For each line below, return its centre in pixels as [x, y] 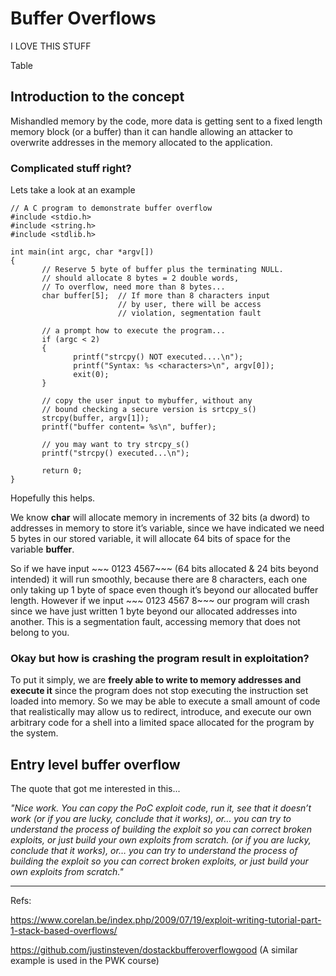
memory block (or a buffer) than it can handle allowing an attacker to [151, 131]
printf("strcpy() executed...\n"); [115, 453]
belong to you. [40, 633]
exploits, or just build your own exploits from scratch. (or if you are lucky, [161, 840]
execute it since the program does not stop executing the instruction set [159, 691]
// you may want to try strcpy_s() [115, 445]
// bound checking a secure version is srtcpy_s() [149, 410]
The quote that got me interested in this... [95, 789]
